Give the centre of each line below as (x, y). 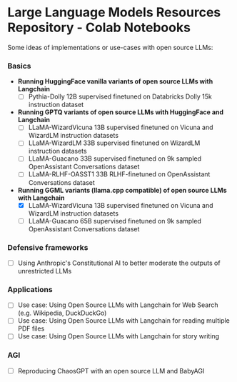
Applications (30, 289)
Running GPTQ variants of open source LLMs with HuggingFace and (120, 112)
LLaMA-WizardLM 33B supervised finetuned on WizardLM (114, 143)
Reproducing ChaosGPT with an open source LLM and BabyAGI (111, 371)
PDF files (31, 328)
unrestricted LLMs (45, 271)
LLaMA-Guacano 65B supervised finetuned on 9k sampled (115, 221)
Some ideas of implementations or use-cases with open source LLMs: (110, 47)
